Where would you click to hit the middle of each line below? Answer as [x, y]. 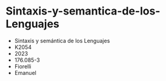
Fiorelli [23, 66]
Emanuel [25, 73]
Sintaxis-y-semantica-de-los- [83, 11]
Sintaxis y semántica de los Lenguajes [62, 40]
